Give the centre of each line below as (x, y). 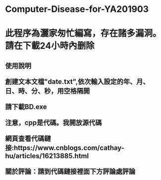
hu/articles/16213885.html (47, 156)
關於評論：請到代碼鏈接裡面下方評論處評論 (70, 171)
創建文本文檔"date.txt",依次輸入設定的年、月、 (77, 81)
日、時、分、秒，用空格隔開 (48, 91)
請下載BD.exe (26, 107)
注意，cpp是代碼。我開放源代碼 (54, 123)
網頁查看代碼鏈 (28, 138)
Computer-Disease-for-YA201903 (77, 9)
